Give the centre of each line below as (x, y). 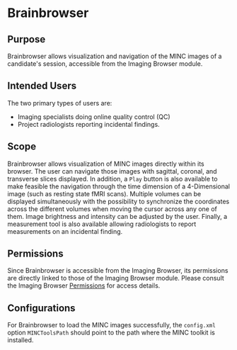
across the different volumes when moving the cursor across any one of (112, 209)
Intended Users (42, 86)
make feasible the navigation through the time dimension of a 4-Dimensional (118, 186)
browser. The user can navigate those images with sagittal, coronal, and (112, 171)
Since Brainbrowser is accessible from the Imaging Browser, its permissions (118, 271)
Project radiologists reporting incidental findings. (89, 124)
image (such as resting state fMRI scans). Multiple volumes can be (104, 193)
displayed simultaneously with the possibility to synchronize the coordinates (118, 201)
